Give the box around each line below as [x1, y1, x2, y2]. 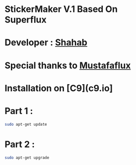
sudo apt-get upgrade [4, 155, 50, 160]
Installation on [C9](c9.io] [4, 82, 113, 94]
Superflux [4, 14, 47, 25]
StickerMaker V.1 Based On [4, 3, 118, 15]
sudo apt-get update [4, 122, 48, 127]
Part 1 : [4, 105, 33, 117]
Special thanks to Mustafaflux [4, 60, 131, 71]
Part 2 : [4, 139, 35, 150]
